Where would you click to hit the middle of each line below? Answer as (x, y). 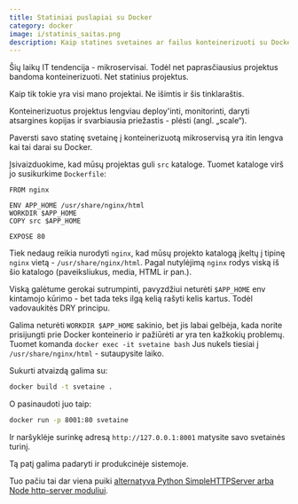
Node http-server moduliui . (59, 490)
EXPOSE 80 (27, 237)
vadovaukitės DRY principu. (60, 308)
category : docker (41, 26)
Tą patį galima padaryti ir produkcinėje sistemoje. (99, 464)
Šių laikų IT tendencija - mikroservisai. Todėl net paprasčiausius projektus (144, 67)
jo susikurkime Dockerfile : (58, 174)
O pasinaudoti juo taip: (50, 404)
